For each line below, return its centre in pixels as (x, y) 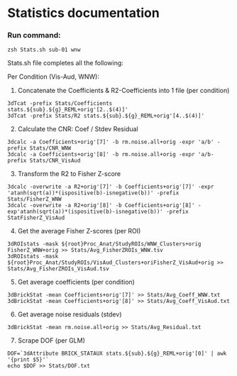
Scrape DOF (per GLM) (51, 341)
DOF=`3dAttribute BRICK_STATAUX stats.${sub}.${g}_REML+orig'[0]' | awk (117, 354)
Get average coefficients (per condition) (76, 282)
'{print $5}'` (28, 360)
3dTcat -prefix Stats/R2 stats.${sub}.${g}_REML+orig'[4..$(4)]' (106, 116)
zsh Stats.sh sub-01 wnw (44, 50)
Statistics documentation (83, 13)
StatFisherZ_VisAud (36, 218)
